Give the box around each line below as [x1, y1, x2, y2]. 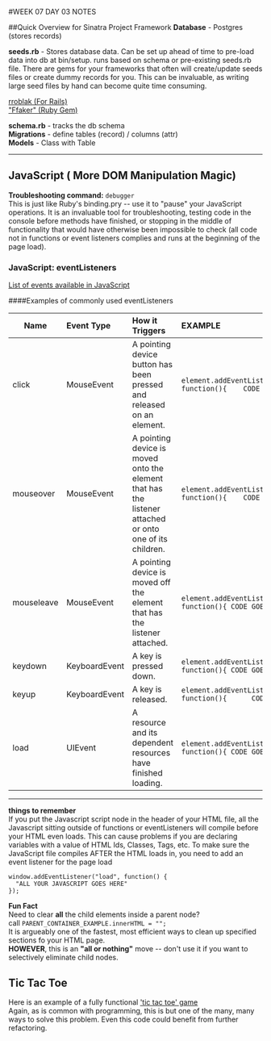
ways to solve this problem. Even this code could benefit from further [8, 1014, 239, 1024]
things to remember [8, 806, 77, 816]
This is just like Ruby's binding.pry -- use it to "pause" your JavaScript [8, 199, 242, 208]
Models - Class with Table [8, 138, 96, 148]
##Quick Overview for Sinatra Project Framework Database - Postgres [8, 23, 244, 31]
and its [131, 727, 158, 738]
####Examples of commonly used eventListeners [8, 296, 173, 306]
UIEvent [65, 742, 97, 754]
